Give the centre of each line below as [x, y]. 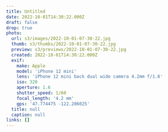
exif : [18, 60]
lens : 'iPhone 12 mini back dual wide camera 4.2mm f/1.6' [90, 77]
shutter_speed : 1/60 [41, 93]
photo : [14, 33]
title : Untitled [26, 11]
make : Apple [31, 66]
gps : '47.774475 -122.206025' [53, 104]
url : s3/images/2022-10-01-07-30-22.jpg [61, 39]
